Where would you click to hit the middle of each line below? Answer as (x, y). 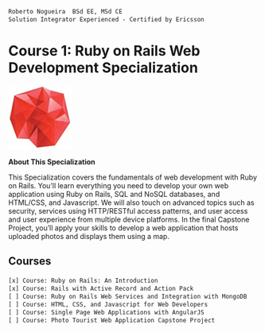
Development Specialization (103, 68)
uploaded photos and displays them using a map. (89, 236)
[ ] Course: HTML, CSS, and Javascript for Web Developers (108, 304)
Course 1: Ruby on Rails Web (104, 51)
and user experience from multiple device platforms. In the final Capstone (129, 219)
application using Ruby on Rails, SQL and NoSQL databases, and (114, 194)
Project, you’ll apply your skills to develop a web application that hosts (123, 228)
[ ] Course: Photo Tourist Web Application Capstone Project (112, 320)
